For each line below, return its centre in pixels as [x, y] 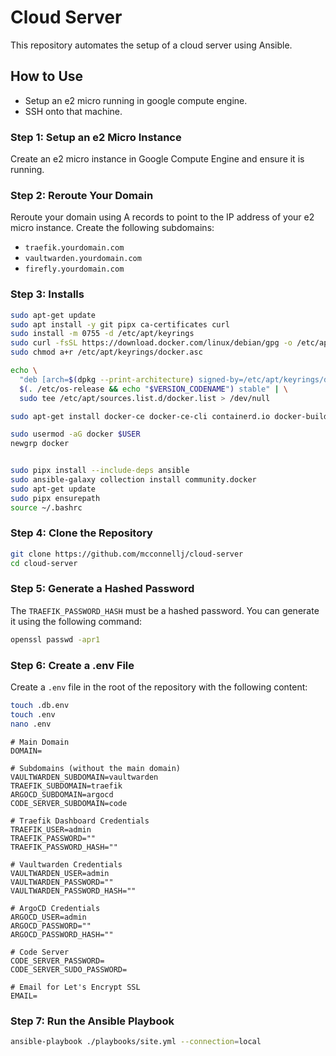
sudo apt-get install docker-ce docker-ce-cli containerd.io [140, 416]
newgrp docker [40, 444]
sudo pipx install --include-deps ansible [100, 471]
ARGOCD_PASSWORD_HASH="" [62, 934]
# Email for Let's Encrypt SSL [75, 987]
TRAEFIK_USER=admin [51, 829]
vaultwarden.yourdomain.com [83, 259]
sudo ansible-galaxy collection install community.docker [133, 480]
